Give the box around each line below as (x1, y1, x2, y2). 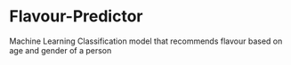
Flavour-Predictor (9, 6, 143, 27)
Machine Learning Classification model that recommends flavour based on (9, 36, 283, 46)
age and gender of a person (9, 45, 112, 55)
